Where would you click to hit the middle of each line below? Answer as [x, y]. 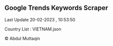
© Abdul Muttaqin [22, 38]
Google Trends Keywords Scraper [56, 8]
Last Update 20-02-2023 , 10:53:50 [40, 19]
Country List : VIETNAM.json [33, 29]
